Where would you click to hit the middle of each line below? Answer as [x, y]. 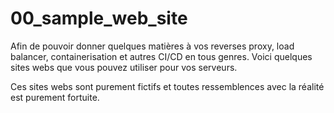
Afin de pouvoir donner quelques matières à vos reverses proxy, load [152, 46]
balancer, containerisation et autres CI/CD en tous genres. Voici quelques [161, 56]
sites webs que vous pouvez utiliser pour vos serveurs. [124, 67]
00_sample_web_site [99, 18]
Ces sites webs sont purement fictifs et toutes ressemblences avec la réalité [167, 86]
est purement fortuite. [55, 97]
